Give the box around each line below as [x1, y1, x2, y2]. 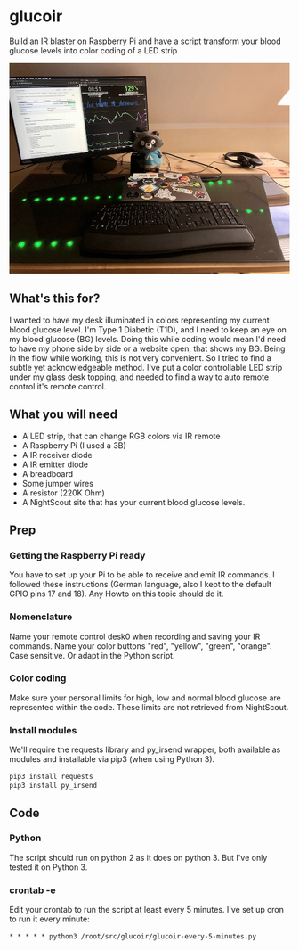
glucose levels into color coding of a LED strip [9, 45, 178, 55]
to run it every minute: [9, 913, 91, 924]
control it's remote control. [9, 381, 107, 391]
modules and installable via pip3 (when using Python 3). [9, 754, 215, 765]
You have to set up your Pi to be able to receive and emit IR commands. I [9, 569, 276, 580]
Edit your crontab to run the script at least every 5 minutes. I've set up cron [9, 905, 285, 915]
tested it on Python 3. [9, 862, 88, 872]
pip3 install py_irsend [9, 782, 98, 790]
